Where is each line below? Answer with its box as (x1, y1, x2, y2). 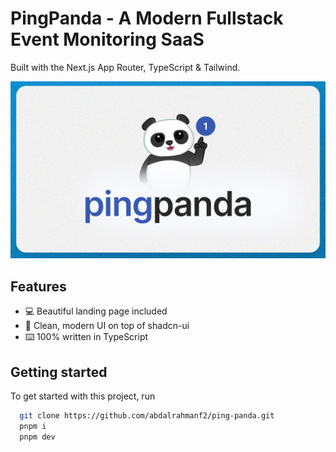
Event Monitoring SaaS (10, 28, 205, 51)
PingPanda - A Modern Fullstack (10, 7, 284, 30)
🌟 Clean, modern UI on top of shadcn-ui (24, 320, 190, 332)
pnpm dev (19, 432, 56, 442)
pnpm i (19, 421, 47, 431)
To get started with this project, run (10, 390, 156, 402)
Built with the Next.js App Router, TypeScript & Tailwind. (10, 61, 241, 73)
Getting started (10, 363, 108, 381)
